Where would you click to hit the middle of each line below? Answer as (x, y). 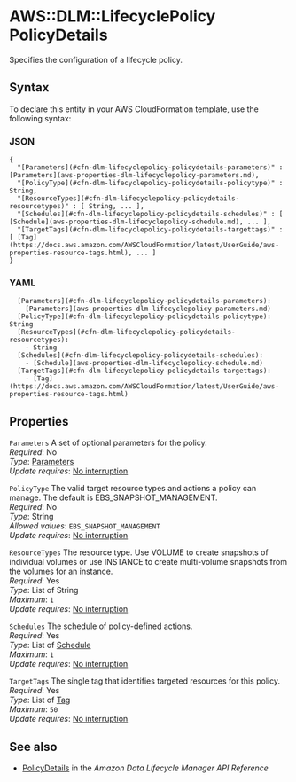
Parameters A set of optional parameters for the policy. (108, 443)
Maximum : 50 (34, 709)
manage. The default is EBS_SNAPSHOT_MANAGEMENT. (114, 497)
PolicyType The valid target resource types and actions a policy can (133, 489)
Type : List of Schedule (50, 645)
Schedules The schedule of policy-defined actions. (101, 626)
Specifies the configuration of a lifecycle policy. (96, 59)
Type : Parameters (42, 462)
